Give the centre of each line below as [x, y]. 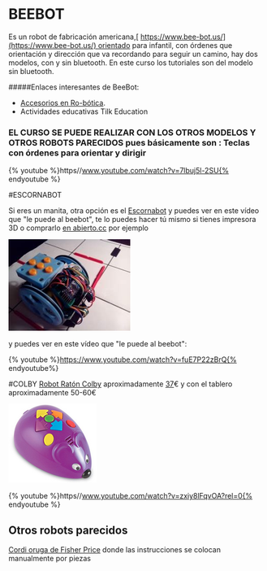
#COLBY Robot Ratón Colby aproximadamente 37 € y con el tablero [121, 384]
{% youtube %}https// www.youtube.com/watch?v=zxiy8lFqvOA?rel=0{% [131, 496]
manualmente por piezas [50, 559]
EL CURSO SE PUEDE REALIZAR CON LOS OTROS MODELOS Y [132, 133]
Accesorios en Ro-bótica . [62, 102]
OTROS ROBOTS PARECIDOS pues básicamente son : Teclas [129, 142]
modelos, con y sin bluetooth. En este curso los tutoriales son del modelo [131, 63]
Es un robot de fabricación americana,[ [74, 37]
